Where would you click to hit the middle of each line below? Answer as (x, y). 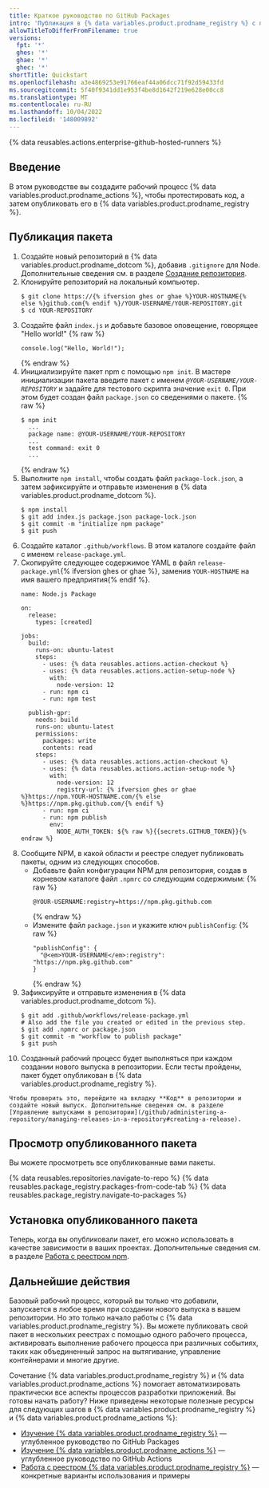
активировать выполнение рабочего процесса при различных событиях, (134, 1343)
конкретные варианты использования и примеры (105, 1475)
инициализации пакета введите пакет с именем (102, 380)
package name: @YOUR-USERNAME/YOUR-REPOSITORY (107, 434)
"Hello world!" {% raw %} (63, 334)
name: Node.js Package (58, 594)
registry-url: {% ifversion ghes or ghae (126, 789)
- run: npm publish (74, 817)
